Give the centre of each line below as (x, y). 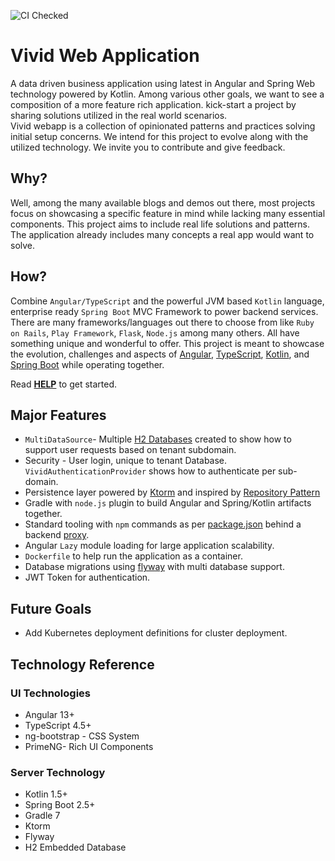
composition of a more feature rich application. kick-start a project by (153, 104)
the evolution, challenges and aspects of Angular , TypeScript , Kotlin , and (160, 354)
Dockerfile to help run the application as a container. (133, 556)
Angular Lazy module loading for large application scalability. (149, 546)
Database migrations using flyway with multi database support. (154, 567)
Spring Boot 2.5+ (60, 805)
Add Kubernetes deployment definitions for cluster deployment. (156, 633)
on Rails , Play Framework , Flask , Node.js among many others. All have (155, 332)
